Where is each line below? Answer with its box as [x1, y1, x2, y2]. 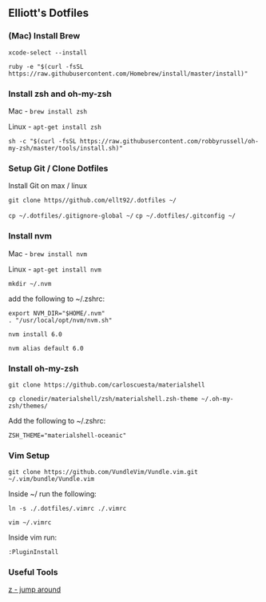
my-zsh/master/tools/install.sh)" [8, 144, 124, 152]
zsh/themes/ [8, 402, 48, 410]
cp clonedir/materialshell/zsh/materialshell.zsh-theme [8, 395, 198, 403]
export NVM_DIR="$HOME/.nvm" [8, 309, 105, 317]
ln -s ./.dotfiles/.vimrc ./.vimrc [8, 504, 127, 513]
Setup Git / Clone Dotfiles [8, 163, 109, 174]
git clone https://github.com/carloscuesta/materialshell [8, 380, 205, 389]
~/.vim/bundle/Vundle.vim [8, 476, 94, 484]
